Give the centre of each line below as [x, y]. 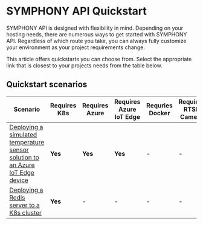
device [19, 180]
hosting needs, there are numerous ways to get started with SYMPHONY [97, 34]
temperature [27, 142]
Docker [159, 113]
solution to [24, 157]
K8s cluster [26, 212]
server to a [25, 205]
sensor [19, 150]
